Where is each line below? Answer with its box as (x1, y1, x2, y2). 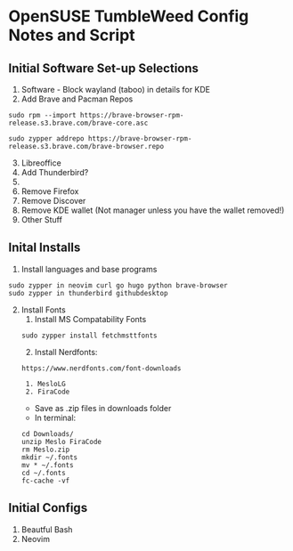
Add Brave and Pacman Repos (20, 93, 134, 104)
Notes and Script (8, 25, 135, 45)
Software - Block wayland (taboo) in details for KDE (20, 85, 211, 94)
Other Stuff (20, 215, 63, 224)
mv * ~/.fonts (20, 460, 74, 469)
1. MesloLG (25, 379, 66, 388)
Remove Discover (20, 196, 86, 206)
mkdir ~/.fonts (20, 452, 78, 462)
